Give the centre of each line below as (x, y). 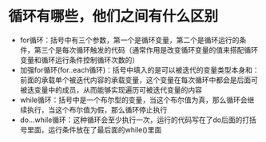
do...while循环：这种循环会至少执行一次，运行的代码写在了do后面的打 (135, 120)
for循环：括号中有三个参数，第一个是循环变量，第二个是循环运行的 (129, 40)
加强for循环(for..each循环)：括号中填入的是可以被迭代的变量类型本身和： (139, 69)
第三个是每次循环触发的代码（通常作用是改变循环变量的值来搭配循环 (146, 49)
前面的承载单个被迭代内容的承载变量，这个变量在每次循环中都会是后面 (135, 80)
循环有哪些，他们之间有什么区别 (113, 16)
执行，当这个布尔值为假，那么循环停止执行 (97, 109)
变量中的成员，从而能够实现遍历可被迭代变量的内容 (118, 89)
